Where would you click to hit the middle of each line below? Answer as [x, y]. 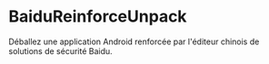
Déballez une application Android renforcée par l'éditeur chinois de [134, 41]
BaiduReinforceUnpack [98, 17]
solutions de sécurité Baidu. [60, 50]
